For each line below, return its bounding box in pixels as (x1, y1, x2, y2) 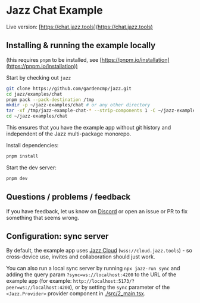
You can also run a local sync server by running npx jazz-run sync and (6, 265, 180, 272)
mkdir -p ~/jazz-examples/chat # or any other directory (6, 102, 151, 108)
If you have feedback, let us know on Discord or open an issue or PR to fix (6, 207, 188, 214)
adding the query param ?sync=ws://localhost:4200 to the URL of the (6, 271, 177, 278)
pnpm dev (6, 175, 28, 181)
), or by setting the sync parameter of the (70, 283, 170, 291)
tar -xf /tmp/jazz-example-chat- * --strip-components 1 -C (6, 108, 156, 113)
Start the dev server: (6, 164, 57, 171)
